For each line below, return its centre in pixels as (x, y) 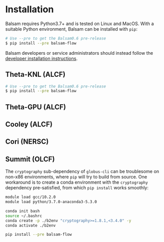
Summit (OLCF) (30, 159)
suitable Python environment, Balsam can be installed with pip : (72, 29)
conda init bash (22, 211)
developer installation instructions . (41, 58)
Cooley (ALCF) (29, 125)
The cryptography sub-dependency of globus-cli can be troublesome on (82, 171)
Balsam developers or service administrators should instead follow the (79, 53)
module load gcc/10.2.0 (31, 197)
